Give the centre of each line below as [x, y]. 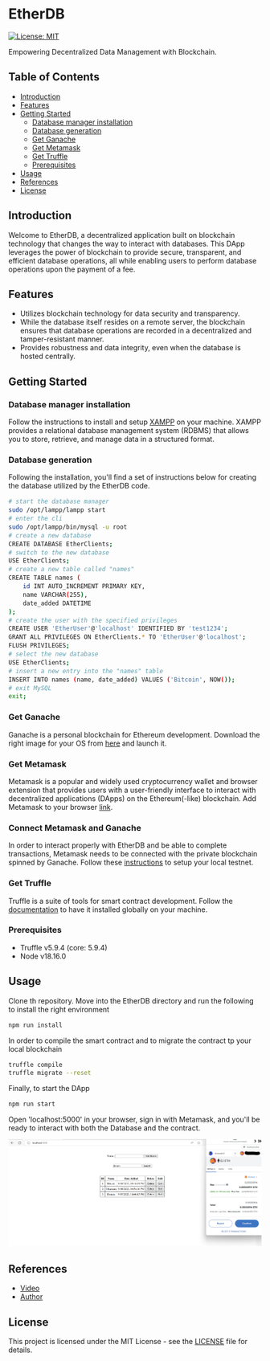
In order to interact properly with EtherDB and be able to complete [118, 845]
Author [31, 1297]
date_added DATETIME [57, 603]
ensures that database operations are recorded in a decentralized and [135, 331]
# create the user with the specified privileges [93, 620]
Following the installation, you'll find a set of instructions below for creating [133, 477]
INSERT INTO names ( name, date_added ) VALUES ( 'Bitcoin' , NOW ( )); [122, 680]
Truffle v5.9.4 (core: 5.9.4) [63, 947]
